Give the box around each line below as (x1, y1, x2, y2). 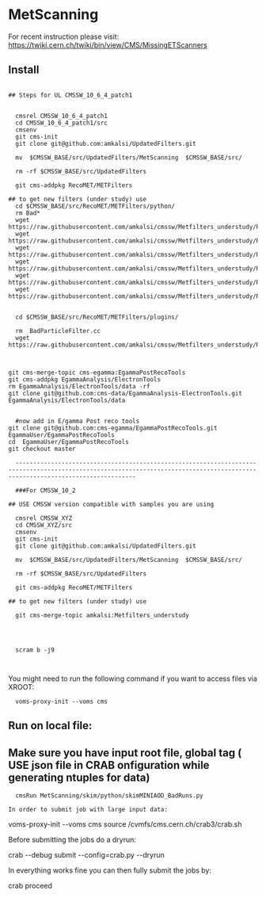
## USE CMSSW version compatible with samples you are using (8, 500, 215, 508)
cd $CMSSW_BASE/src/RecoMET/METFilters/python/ (15, 202, 176, 210)
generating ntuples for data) (8, 770, 150, 784)
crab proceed (8, 881, 53, 890)
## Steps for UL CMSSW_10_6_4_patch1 (8, 91, 133, 99)
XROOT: (8, 682, 35, 691)
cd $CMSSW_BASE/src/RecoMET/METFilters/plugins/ (15, 313, 179, 321)
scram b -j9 (15, 646, 55, 654)
